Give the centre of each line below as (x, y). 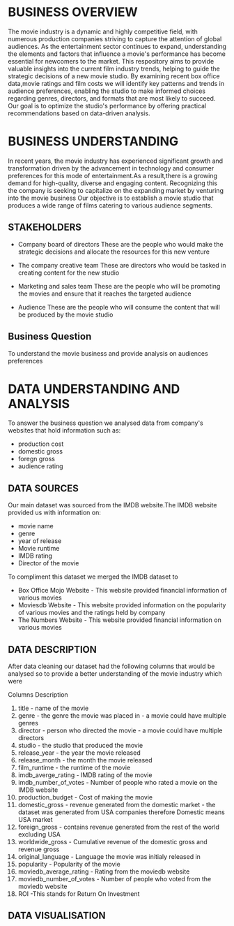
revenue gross (39, 849)
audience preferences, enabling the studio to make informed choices (107, 91)
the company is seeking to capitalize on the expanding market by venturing (116, 190)
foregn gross (36, 459)
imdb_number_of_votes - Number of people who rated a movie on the (118, 783)
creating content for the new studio (69, 273)
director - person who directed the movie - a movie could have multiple (120, 730)
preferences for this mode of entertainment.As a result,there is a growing (113, 175)
